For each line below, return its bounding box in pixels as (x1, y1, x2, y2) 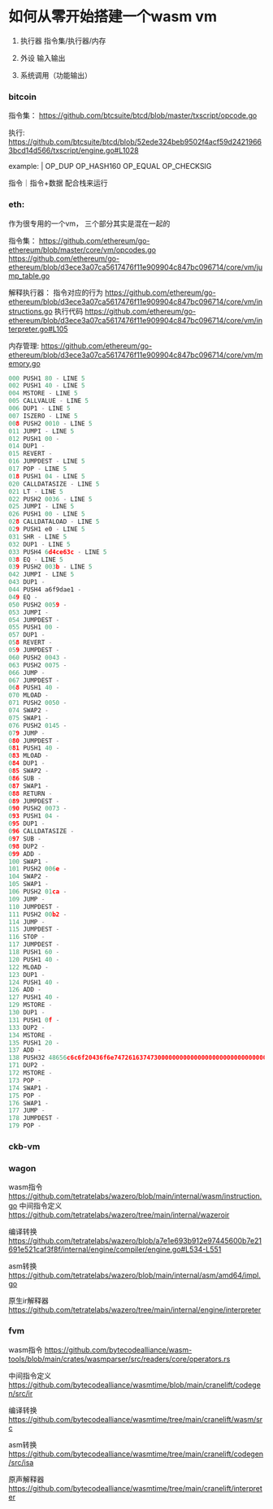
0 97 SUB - (8, 834, 42, 843)
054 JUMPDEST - (8, 616, 60, 624)
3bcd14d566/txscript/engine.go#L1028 (8, 145, 140, 155)
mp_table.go (8, 270, 50, 280)
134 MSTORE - (8, 1031, 53, 1040)
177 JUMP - (8, 1106, 45, 1115)
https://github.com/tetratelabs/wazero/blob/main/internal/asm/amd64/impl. (8, 1270, 262, 1280)
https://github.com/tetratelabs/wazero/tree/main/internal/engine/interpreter (8, 1305, 262, 1315)
